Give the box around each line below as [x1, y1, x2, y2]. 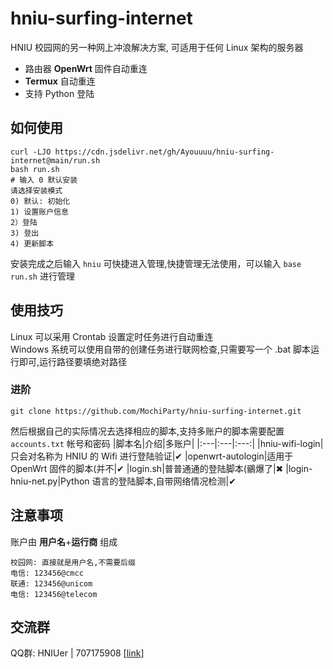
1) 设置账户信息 [10, 207, 69, 217]
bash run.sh [10, 164, 60, 174]
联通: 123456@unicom [10, 578, 93, 589]
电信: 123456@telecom [10, 589, 98, 599]
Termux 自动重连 [24, 75, 96, 87]
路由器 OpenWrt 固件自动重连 [24, 62, 148, 74]
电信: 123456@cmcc [10, 568, 84, 578]
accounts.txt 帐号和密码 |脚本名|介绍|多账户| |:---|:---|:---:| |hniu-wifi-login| [10, 437, 324, 449]
